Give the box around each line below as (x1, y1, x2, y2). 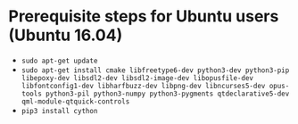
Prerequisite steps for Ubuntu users (8, 6, 279, 27)
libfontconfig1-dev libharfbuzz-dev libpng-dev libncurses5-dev (21, 81, 266, 90)
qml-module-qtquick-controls (21, 96, 130, 106)
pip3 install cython (21, 106, 98, 115)
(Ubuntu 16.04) (8, 25, 123, 45)
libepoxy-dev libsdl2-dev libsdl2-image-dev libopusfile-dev (21, 73, 254, 82)
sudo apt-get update (21, 56, 98, 65)
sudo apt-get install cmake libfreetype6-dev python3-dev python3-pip (21, 65, 290, 75)
